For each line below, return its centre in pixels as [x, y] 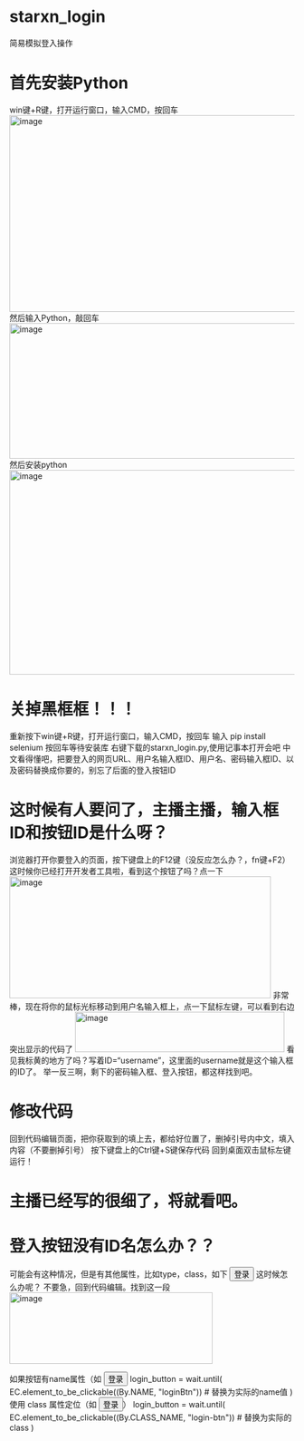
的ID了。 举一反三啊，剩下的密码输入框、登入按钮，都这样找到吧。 [133, 1071]
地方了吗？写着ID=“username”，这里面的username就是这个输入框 [171, 1060]
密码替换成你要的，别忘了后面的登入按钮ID [96, 770]
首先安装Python [69, 83]
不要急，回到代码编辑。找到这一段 [106, 1287]
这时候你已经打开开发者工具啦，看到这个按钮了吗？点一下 [116, 871]
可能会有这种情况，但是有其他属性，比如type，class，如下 [119, 1274]
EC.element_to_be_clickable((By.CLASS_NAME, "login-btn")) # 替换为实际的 [151, 1417]
